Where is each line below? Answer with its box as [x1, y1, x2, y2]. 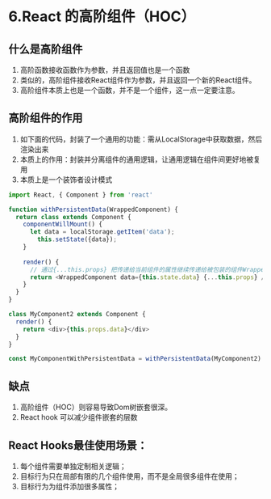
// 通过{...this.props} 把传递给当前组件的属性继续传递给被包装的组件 [29, 265, 244, 273]
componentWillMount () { [23, 220, 103, 229]
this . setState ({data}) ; [37, 235, 117, 243]
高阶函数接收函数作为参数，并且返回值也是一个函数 [19, 66, 190, 74]
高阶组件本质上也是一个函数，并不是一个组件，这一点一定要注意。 [19, 86, 240, 95]
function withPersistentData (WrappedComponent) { [8, 205, 179, 214]
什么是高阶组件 [8, 42, 83, 56]
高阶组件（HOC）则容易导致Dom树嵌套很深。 [19, 402, 172, 412]
